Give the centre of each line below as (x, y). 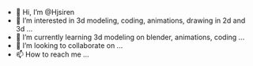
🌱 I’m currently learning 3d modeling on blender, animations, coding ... (130, 37)
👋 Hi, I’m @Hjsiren (45, 12)
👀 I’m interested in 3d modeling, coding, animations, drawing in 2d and (130, 20)
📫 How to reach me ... (52, 54)
